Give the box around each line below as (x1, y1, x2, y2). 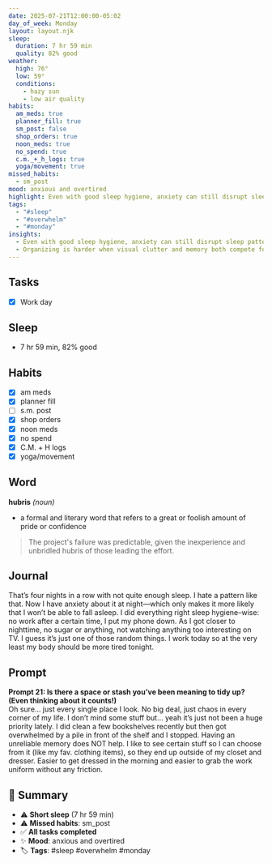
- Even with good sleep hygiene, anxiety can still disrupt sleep (15, 238, 244, 246)
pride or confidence (19, 521, 87, 531)
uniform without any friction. (8, 765, 104, 775)
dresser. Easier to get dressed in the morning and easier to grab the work (8, 756, 253, 766)
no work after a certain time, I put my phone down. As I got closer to (8, 617, 236, 626)
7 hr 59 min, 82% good (19, 342, 97, 352)
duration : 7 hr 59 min (15, 42, 92, 50)
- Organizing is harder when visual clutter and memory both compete (15, 246, 255, 254)
